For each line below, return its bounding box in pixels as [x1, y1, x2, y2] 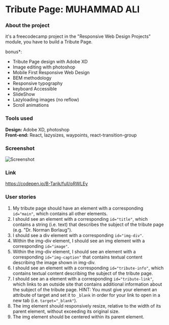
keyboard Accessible [12, 86, 57, 92]
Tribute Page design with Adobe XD [12, 59, 88, 65]
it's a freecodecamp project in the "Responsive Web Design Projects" [5, 33, 151, 39]
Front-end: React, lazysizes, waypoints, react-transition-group [5, 132, 137, 138]
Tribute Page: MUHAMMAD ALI [5, 4, 140, 15]
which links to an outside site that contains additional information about [12, 281, 162, 287]
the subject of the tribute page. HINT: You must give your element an [12, 286, 157, 292]
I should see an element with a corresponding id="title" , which [12, 216, 148, 222]
